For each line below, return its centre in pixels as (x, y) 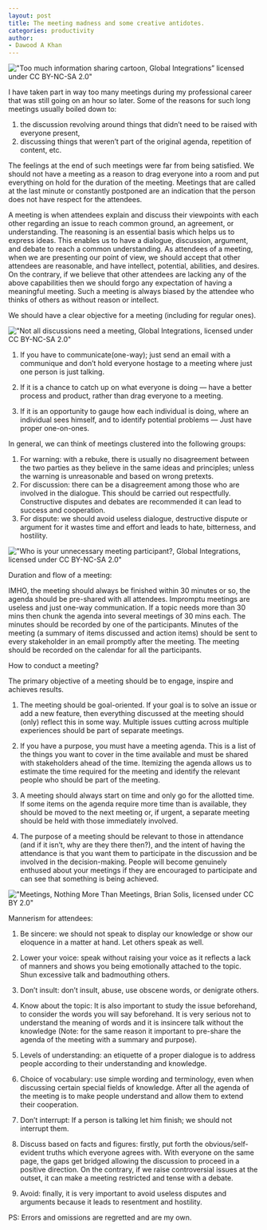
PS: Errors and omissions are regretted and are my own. (100, 1218)
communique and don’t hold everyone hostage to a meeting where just (136, 364)
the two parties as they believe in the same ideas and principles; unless (137, 468)
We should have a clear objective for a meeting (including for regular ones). (132, 316)
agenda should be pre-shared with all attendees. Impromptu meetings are (129, 599)
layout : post (30, 16)
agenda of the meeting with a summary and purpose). (108, 1040)
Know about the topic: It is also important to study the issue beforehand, (138, 1006)
